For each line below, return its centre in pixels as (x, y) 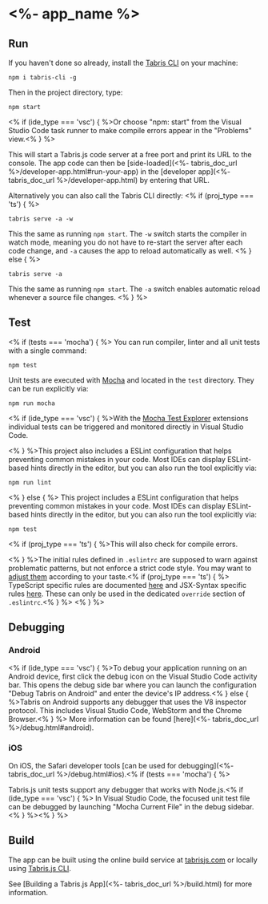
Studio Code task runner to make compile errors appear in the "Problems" (130, 130)
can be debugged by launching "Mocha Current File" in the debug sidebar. (131, 806)
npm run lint (30, 482)
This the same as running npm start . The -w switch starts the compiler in (128, 234)
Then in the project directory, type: (66, 92)
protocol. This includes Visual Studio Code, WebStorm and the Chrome (125, 710)
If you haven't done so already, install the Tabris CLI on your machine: (123, 63)
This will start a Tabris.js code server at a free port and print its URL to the (130, 154)
